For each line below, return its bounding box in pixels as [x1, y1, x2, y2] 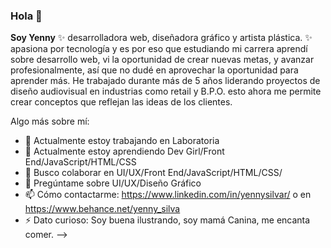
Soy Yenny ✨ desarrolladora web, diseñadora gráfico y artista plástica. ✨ [10, 32, 313, 44]
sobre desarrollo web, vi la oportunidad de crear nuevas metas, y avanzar [10, 54, 315, 66]
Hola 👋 [10, 9, 43, 23]
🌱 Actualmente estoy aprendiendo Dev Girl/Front [24, 145, 225, 158]
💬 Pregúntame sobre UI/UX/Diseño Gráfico [24, 177, 202, 189]
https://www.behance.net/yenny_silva [24, 203, 181, 215]
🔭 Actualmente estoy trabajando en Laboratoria [24, 135, 220, 147]
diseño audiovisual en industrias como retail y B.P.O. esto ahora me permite [10, 85, 322, 98]
